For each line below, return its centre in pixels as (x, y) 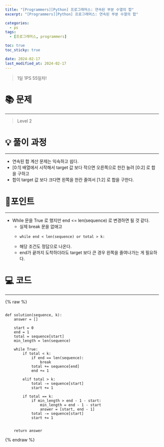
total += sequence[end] (55, 367)
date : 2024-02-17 (23, 59)
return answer (28, 431)
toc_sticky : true (23, 50)
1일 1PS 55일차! (32, 78)
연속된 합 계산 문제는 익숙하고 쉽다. (45, 162)
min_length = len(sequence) (42, 341)
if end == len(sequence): (57, 358)
